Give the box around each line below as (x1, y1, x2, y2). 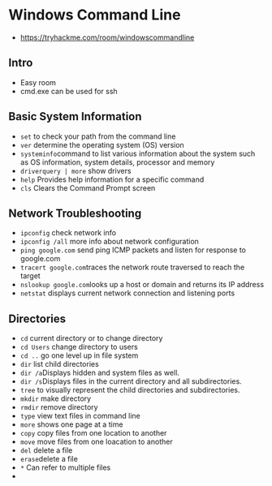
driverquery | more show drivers (19, 166, 132, 175)
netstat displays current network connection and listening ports (19, 288, 235, 298)
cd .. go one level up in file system (19, 351, 139, 360)
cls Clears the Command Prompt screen (19, 183, 156, 192)
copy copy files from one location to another (19, 428, 167, 438)
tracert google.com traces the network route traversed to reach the (19, 262, 245, 273)
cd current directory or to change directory (19, 333, 163, 343)
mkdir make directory (19, 394, 92, 403)
